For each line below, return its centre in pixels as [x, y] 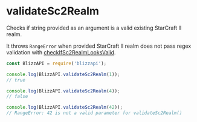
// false [17, 97]
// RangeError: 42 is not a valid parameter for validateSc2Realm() [94, 113]
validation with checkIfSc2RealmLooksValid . [61, 52]
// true [16, 80]
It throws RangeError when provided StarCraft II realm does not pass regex [99, 46]
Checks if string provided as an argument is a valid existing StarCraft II [94, 28]
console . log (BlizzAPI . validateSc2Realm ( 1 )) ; [63, 74]
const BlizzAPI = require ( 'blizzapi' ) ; [57, 63]
